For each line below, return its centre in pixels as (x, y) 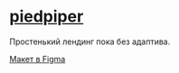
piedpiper (47, 17)
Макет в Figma (38, 59)
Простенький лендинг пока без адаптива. (90, 41)
